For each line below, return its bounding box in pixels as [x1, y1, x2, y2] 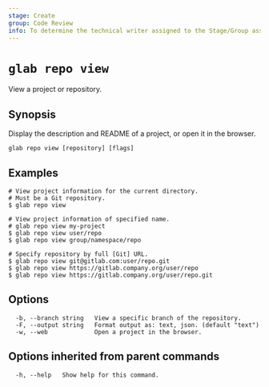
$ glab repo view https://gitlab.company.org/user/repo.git [8, 271, 214, 279]
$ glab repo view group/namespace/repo [8, 236, 142, 244]
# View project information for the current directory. [8, 187, 199, 195]
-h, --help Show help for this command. [15, 371, 159, 379]
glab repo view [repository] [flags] [8, 145, 134, 153]
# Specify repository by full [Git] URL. [8, 249, 149, 258]
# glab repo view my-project [8, 221, 106, 230]
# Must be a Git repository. [8, 193, 106, 202]
